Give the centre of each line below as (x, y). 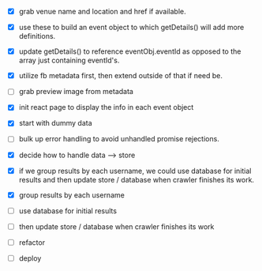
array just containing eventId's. (69, 60)
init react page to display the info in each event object (106, 107)
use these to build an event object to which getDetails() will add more (131, 28)
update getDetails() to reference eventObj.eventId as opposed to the (130, 51)
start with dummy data (55, 123)
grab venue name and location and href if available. (102, 11)
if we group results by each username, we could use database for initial (135, 171)
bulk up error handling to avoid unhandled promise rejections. (119, 139)
